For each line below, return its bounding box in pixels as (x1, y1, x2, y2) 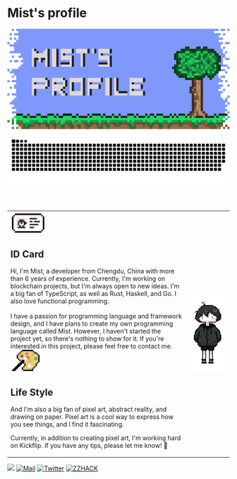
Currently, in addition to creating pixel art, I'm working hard (10, 434, 181, 442)
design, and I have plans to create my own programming (10, 319, 174, 328)
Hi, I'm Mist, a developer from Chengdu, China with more (10, 267, 175, 276)
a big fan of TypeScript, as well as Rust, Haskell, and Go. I (10, 290, 177, 298)
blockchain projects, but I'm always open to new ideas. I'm (10, 282, 180, 290)
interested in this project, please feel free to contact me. (10, 342, 173, 350)
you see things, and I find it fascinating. (10, 420, 124, 429)
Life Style (10, 386, 54, 398)
